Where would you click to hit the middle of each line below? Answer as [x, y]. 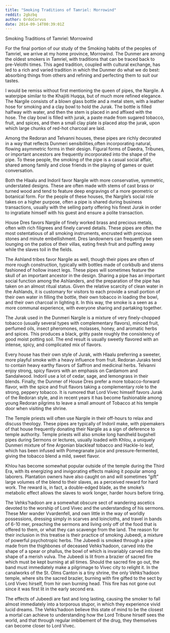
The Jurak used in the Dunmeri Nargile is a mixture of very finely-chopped [83, 318]
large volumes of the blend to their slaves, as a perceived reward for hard [82, 482]
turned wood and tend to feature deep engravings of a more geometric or [82, 191]
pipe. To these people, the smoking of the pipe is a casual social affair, [79, 160]
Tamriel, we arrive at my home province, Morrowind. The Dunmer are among [85, 54]
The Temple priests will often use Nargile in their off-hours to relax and [79, 418]
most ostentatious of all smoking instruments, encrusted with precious [78, 234]
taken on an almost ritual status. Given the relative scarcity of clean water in [84, 286]
